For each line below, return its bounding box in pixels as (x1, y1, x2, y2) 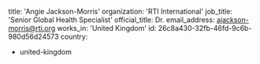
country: (60, 32, 88, 41)
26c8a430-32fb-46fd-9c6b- (158, 24, 252, 32)
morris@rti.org (8, 24, 56, 32)
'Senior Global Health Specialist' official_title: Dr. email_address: (8, 15, 215, 24)
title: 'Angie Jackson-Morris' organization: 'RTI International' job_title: (8, 7, 232, 16)
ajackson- (216, 15, 250, 24)
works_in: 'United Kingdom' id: (57, 24, 157, 32)
